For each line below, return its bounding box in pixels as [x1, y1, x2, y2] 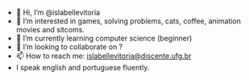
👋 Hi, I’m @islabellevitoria [15, 8, 101, 17]
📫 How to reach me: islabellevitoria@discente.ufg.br [15, 51, 192, 61]
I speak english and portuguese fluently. [15, 63, 150, 72]
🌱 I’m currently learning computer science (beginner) [15, 33, 193, 43]
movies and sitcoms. [15, 25, 85, 34]
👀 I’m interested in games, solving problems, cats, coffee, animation [15, 16, 242, 26]
